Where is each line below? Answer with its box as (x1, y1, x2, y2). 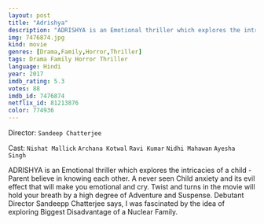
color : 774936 (8, 107, 55, 115)
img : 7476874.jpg (8, 33, 65, 42)
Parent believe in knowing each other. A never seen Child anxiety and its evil (8, 174, 255, 183)
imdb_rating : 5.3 (8, 77, 65, 85)
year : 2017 (8, 70, 44, 78)
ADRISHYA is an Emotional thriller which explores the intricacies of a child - (8, 166, 252, 174)
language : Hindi (8, 63, 61, 71)
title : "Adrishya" (8, 19, 68, 27)
